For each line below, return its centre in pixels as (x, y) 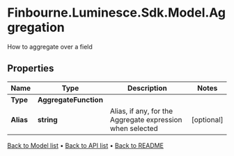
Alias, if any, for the (141, 111)
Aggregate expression (146, 119)
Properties (31, 68)
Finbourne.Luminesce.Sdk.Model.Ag (117, 13)
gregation (36, 27)
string (47, 119)
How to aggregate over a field (50, 46)
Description (147, 88)
